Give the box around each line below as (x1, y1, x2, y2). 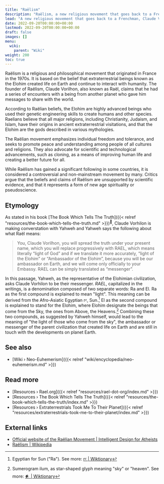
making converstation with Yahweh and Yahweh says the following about (5, 225, 152, 231)
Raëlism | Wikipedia (12, 442, 52, 447)
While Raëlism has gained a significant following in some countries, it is (5, 167, 148, 172)
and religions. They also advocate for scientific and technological (5, 147, 137, 152)
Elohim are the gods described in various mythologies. (5, 126, 115, 132)
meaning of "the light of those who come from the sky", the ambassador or (5, 319, 156, 325)
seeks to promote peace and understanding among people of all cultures (5, 141, 152, 147)
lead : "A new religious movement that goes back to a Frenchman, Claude (5, 16, 156, 21)
